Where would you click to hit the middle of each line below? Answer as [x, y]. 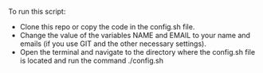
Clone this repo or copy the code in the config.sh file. [107, 27]
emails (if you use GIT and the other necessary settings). [113, 44]
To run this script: [37, 12]
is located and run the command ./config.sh [91, 60]
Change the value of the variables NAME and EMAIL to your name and [135, 35]
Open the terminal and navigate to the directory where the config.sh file [137, 52]
